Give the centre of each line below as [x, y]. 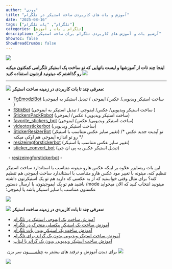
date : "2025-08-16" [27, 19]
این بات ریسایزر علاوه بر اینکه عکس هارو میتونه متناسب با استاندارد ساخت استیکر [83, 167]
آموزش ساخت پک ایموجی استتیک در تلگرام [54, 219]
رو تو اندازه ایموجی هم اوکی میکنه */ [48, 137]
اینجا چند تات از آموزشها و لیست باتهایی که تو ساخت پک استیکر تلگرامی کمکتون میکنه [85, 68]
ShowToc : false [22, 39]
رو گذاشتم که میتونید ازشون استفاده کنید [44, 73]
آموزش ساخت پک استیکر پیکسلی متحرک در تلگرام [61, 225]
